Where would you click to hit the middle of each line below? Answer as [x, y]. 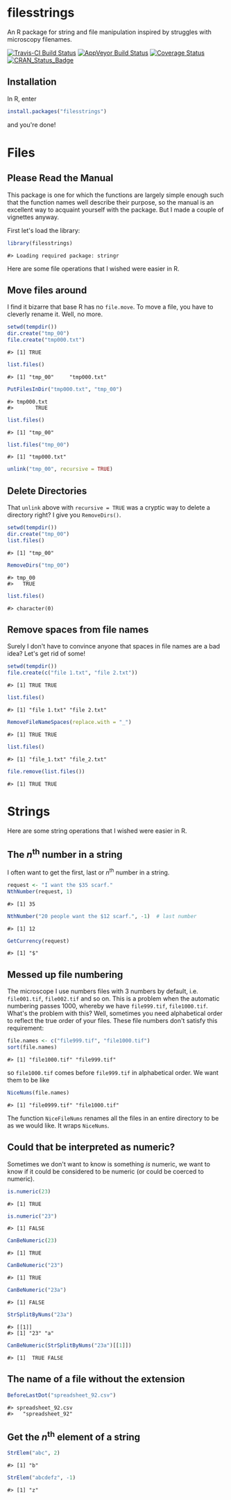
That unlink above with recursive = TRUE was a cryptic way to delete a [109, 508]
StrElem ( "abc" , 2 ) [34, 1453]
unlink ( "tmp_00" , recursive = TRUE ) [60, 469]
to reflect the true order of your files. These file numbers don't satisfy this [112, 1021]
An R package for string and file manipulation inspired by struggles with [109, 32]
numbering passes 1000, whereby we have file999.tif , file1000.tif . [108, 1006]
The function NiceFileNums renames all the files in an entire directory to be [113, 1118]
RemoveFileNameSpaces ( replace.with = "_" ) [69, 722]
